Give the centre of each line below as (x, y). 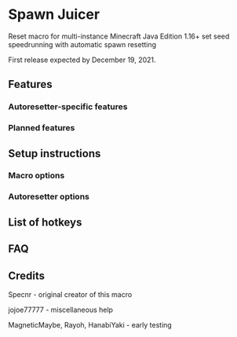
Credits (27, 275)
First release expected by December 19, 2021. (82, 60)
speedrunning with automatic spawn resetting (82, 44)
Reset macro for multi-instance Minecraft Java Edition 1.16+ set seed (119, 36)
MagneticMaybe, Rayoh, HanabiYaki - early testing (90, 325)
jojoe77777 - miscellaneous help (61, 310)
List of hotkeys (45, 222)
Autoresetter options (49, 196)
